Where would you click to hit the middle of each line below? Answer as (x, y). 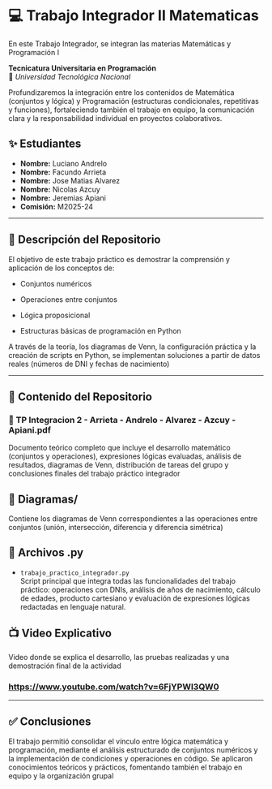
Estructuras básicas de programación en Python (101, 330)
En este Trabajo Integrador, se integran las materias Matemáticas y (120, 43)
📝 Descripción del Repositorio (85, 240)
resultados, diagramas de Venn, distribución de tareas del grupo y (119, 465)
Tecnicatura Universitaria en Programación (82, 68)
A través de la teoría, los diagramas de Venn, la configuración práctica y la (132, 347)
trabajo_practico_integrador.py (74, 573)
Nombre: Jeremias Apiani (63, 198)
